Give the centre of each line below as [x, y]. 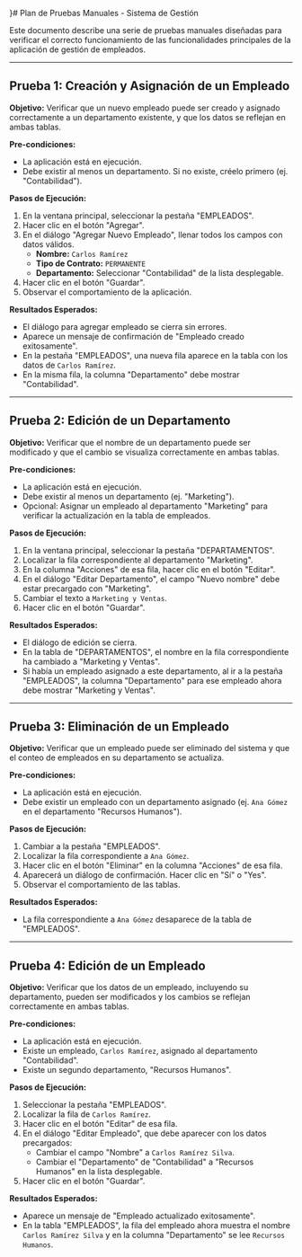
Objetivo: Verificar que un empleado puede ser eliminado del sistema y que [150, 748]
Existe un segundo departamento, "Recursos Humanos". [127, 1070]
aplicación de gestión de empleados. [78, 49]
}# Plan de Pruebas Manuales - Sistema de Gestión [104, 13]
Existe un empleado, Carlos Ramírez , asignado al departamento [140, 1051]
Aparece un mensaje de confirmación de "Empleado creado [133, 336]
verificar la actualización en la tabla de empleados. [116, 515]
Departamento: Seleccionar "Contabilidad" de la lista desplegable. [160, 272]
